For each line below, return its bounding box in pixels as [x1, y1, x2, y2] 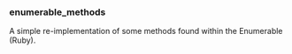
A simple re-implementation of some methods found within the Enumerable [9, 26, 283, 37]
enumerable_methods [9, 6, 106, 18]
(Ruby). [9, 35, 36, 45]
